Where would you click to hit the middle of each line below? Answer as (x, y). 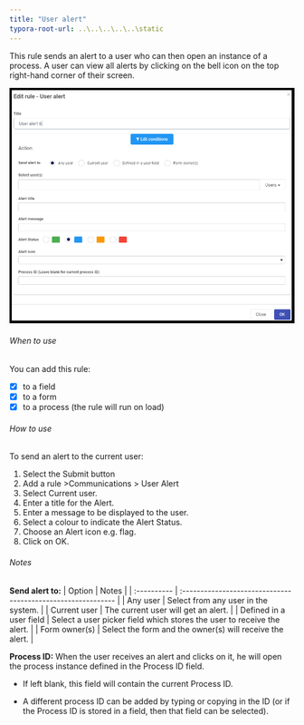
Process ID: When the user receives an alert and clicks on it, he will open (146, 656)
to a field (39, 387)
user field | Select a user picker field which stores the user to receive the (145, 619)
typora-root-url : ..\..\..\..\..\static (87, 29)
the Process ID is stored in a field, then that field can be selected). (145, 710)
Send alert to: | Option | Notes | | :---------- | (94, 591)
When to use (33, 341)
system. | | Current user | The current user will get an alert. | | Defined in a (147, 610)
